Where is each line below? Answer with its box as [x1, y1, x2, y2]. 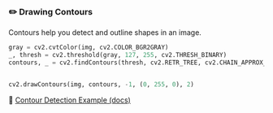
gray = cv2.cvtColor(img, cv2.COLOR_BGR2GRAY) [8, 43, 169, 52]
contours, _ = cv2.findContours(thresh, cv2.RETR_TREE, [8, 59, 201, 67]
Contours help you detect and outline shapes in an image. [8, 28, 201, 37]
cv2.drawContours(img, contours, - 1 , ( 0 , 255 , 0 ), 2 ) [8, 80, 195, 89]
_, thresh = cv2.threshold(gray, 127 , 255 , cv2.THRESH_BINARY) [8, 51, 227, 59]
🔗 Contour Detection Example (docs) [8, 95, 132, 105]
